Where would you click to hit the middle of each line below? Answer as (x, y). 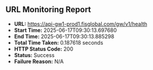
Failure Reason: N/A (39, 61)
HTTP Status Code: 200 (44, 49)
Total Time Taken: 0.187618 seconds (59, 42)
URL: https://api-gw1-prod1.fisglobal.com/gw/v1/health (81, 24)
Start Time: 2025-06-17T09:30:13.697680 (65, 30)
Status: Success (34, 55)
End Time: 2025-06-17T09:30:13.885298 (64, 36)
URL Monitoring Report (49, 10)
